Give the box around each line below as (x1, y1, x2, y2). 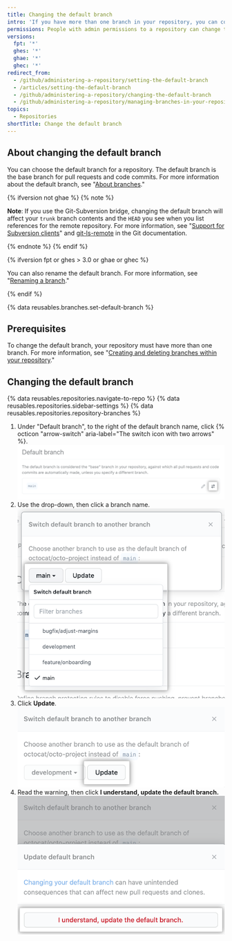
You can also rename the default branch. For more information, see (7, 269, 198, 277)
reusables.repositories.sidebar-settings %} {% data (7, 401, 154, 410)
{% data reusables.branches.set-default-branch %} (7, 303, 154, 311)
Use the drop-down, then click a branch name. (17, 501, 151, 509)
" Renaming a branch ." (7, 276, 70, 285)
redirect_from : (7, 69, 51, 76)
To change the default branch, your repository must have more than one (7, 341, 213, 350)
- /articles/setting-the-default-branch (13, 84, 131, 91)
